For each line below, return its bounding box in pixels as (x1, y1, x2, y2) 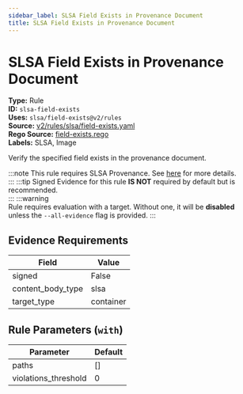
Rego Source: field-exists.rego (8, 130, 109, 139)
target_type (12, 296, 55, 307)
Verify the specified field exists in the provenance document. (8, 153, 207, 163)
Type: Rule (8, 96, 44, 105)
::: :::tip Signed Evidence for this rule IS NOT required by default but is (8, 177, 236, 187)
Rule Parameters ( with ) (8, 323, 123, 336)
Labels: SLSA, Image (8, 138, 77, 147)
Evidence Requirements (8, 233, 129, 247)
